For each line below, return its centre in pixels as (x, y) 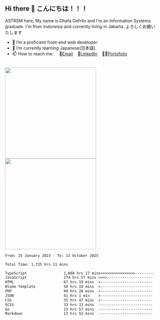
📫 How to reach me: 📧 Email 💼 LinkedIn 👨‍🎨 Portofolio (70, 54)
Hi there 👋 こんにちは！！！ (46, 9)
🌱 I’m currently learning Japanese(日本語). (54, 48)
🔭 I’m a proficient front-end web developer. (55, 42)
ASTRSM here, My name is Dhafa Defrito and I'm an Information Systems (78, 20)
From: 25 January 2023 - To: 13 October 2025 (52, 256)
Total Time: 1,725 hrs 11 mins (37, 264)
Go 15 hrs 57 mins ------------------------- (79, 309)
